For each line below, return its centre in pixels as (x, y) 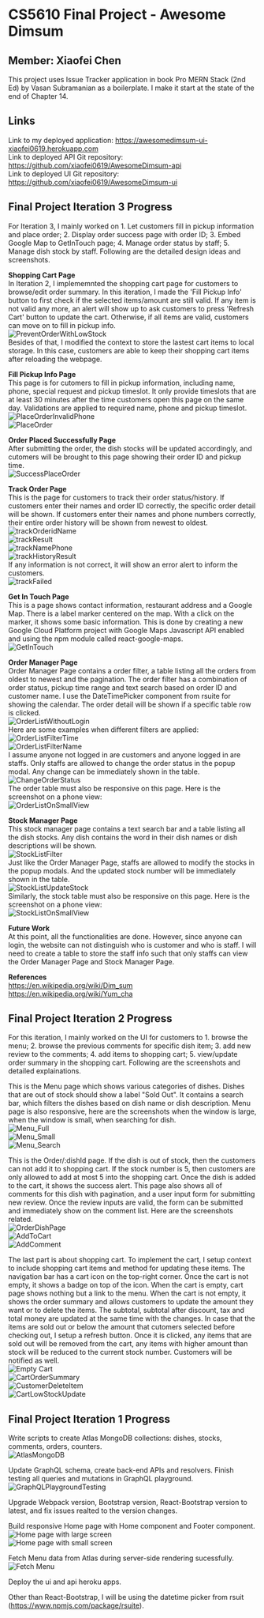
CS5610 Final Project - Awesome (117, 15)
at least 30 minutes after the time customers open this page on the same (126, 399)
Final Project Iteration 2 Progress (90, 1018)
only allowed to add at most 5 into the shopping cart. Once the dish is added (132, 1177)
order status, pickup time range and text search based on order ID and (123, 687)
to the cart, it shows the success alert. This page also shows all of (115, 1186)
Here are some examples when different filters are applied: (104, 730)
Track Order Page (37, 488)
